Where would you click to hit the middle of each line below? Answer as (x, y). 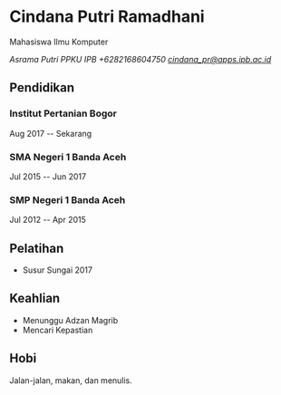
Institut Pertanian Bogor (63, 113)
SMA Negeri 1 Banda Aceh (68, 157)
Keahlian (35, 299)
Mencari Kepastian (58, 330)
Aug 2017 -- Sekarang (51, 133)
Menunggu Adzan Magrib (70, 320)
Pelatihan (37, 248)
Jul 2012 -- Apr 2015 (48, 220)
